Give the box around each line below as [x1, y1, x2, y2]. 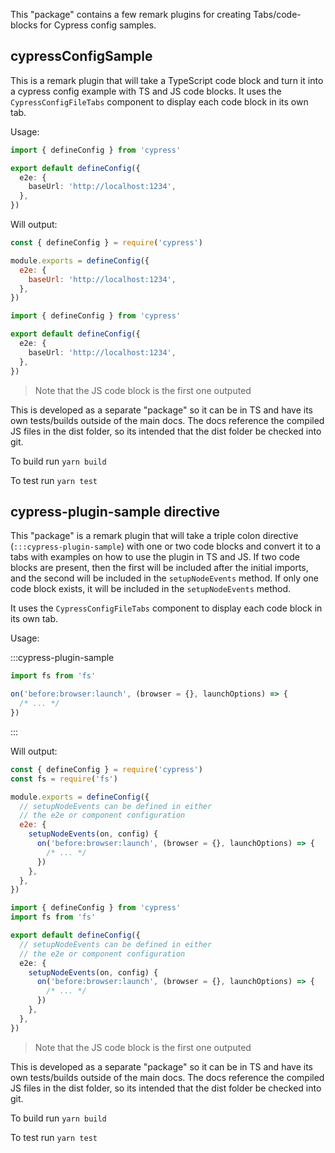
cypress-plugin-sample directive [10, 503, 221, 520]
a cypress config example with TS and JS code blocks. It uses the [10, 85, 282, 97]
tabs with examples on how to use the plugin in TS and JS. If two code [10, 551, 300, 563]
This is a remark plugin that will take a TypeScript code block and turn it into [10, 74, 324, 86]
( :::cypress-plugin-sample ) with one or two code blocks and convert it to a [10, 540, 322, 553]
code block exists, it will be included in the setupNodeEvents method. [10, 583, 292, 595]
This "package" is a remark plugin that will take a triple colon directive [10, 530, 299, 542]
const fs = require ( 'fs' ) [10, 774, 118, 784]
